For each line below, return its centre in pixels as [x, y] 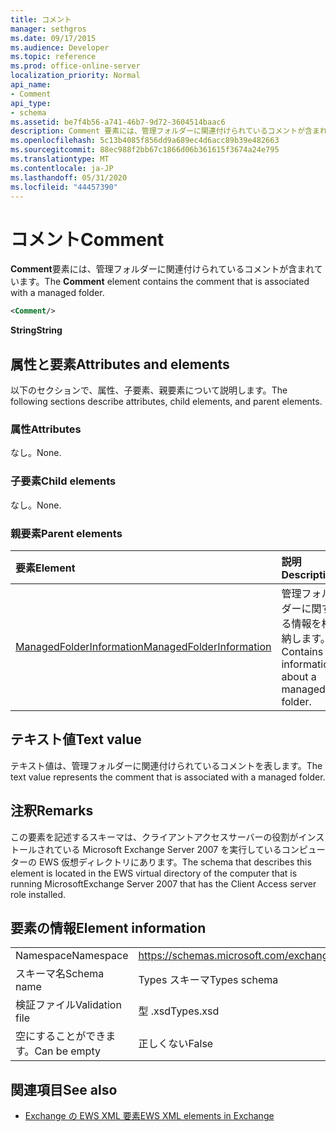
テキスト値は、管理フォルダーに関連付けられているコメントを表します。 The [166, 765]
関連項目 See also [64, 1089]
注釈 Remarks [52, 811]
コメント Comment [87, 239]
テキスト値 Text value [76, 739]
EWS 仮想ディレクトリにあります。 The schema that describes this [175, 862]
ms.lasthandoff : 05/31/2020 [69, 177]
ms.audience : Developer [60, 47]
